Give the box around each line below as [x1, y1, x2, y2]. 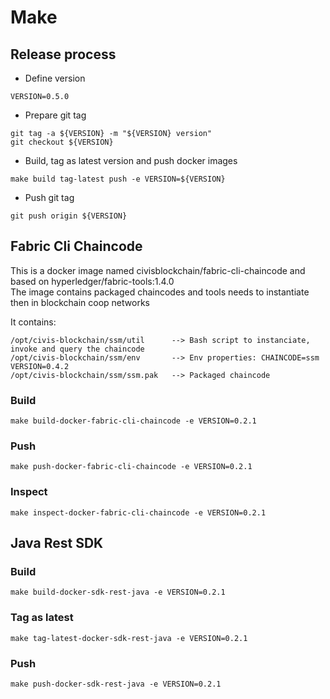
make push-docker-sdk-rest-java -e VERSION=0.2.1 [10, 679, 222, 689]
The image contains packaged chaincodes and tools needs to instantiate [10, 286, 310, 298]
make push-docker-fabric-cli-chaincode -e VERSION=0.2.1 [10, 462, 253, 472]
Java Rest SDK [10, 535, 104, 552]
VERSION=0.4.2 [10, 361, 70, 371]
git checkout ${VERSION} [10, 137, 114, 147]
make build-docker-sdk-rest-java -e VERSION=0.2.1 [10, 587, 226, 598]
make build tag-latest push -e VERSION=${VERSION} [10, 174, 226, 184]
